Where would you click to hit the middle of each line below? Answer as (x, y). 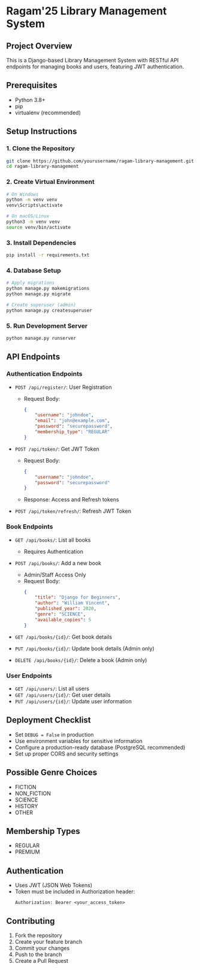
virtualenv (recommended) (48, 113)
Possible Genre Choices (52, 773)
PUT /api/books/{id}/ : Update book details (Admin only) (84, 648)
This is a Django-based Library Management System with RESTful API (93, 60)
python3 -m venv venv (33, 222)
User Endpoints (29, 675)
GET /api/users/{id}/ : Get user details (63, 695)
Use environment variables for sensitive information (78, 741)
